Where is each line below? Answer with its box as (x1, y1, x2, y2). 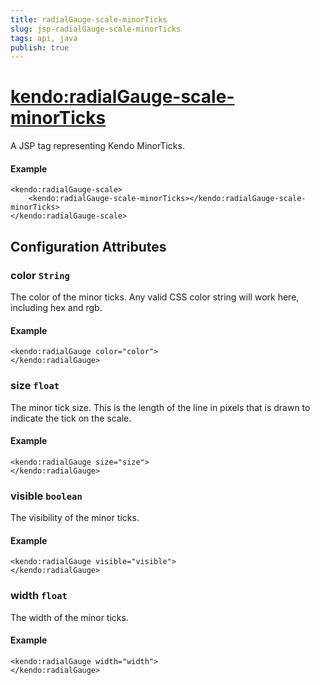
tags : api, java (10, 33, 78, 43)
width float (10, 589, 68, 603)
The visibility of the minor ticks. (10, 512, 140, 524)
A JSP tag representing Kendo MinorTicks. (10, 140, 185, 152)
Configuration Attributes (10, 238, 167, 255)
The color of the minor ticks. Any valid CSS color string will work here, (10, 291, 300, 303)
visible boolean (10, 489, 83, 503)
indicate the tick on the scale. (10, 412, 132, 424)
